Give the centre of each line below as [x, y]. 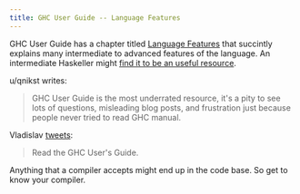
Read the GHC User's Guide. [85, 152]
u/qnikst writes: [38, 80]
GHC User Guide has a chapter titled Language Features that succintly [141, 44]
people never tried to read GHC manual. [106, 117]
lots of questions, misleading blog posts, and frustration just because [161, 107]
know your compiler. [48, 179]
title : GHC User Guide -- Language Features [95, 18]
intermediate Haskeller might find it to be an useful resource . [123, 63]
